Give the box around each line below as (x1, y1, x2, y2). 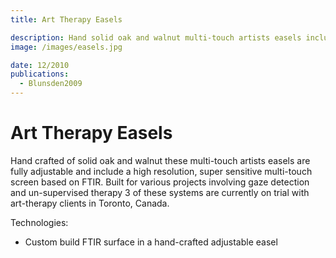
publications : (10, 69, 70, 80)
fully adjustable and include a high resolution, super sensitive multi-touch (10, 165, 313, 177)
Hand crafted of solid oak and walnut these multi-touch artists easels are (10, 154, 311, 166)
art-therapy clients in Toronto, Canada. (10, 197, 170, 209)
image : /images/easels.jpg (10, 42, 123, 52)
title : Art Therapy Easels (10, 14, 123, 25)
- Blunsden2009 (19, 79, 83, 89)
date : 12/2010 (10, 60, 70, 70)
